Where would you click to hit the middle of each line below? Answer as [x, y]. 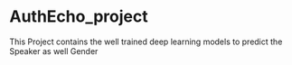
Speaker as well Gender [54, 51]
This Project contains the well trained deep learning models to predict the [146, 42]
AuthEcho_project [79, 17]
